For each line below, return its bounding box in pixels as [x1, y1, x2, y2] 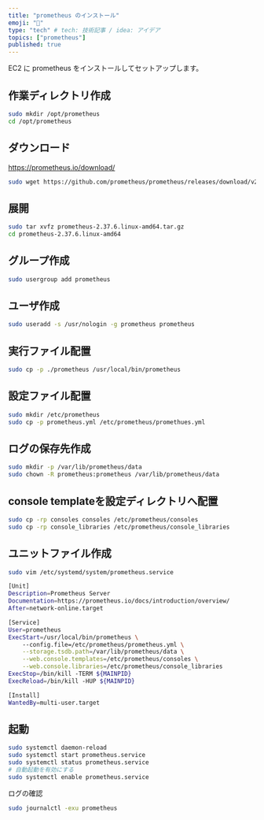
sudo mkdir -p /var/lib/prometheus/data [8, 463, 143, 471]
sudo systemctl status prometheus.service [8, 759, 149, 766]
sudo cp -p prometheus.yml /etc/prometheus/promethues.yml [8, 418, 206, 426]
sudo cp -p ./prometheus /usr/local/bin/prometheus [8, 365, 181, 374]
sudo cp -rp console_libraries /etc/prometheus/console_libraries [8, 523, 230, 531]
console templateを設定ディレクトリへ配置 [8, 494, 218, 508]
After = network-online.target [8, 604, 104, 612]
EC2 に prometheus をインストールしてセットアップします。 [8, 64, 203, 73]
